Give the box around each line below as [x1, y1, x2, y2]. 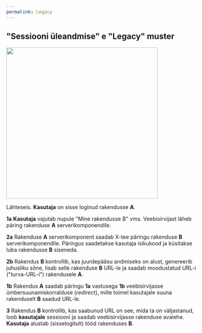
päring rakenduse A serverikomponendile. [6, 222, 111, 229]
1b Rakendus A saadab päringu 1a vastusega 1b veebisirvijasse [6, 282, 163, 290]
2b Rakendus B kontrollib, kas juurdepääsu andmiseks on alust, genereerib [6, 258, 192, 265]
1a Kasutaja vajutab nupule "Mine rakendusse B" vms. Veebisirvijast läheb [6, 215, 192, 222]
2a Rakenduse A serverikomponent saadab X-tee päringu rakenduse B [6, 233, 183, 241]
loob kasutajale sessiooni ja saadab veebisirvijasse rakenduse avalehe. [6, 314, 184, 321]
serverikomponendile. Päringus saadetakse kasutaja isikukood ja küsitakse [6, 240, 192, 247]
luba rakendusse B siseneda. [6, 246, 79, 254]
